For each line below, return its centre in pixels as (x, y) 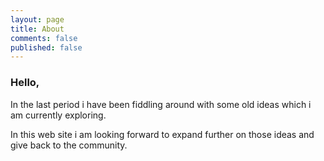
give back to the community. (69, 145)
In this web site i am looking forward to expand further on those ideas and (162, 134)
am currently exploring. (58, 115)
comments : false (44, 38)
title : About (37, 29)
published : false (46, 47)
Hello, (25, 83)
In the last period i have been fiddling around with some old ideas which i (161, 104)
